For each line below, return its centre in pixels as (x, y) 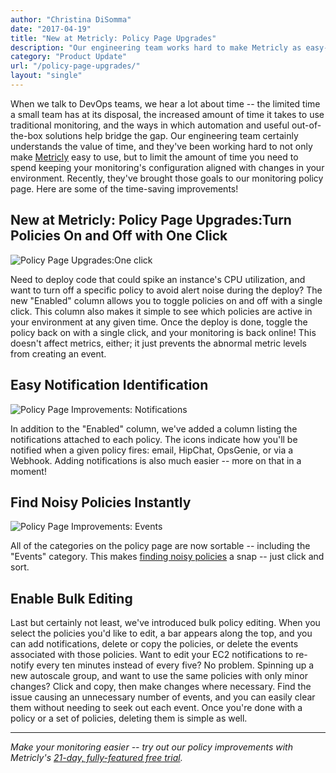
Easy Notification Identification (109, 385)
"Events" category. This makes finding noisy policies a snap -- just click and (167, 557)
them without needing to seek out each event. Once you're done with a (156, 708)
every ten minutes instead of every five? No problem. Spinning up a (175, 665)
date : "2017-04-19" (51, 29)
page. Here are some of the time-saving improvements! (124, 188)
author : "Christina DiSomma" (71, 19)
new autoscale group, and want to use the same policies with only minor (159, 676)
